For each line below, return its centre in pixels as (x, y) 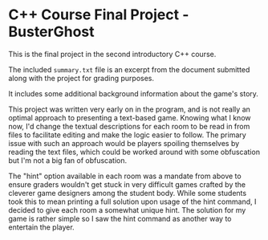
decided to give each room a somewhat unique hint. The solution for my (127, 209)
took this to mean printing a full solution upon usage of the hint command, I (132, 201)
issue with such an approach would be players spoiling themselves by (124, 143)
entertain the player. (41, 227)
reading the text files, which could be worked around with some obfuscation (134, 152)
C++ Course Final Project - (99, 15)
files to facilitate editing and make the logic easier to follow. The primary (127, 135)
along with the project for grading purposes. (81, 78)
